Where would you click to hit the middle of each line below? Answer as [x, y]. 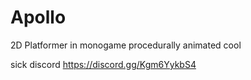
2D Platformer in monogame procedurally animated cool [126, 45]
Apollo [38, 17]
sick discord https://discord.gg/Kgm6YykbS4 [103, 64]
